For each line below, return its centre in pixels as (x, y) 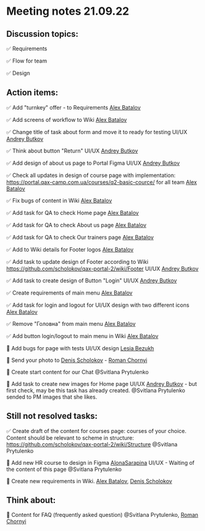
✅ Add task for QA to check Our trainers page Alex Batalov (80, 237)
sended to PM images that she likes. (52, 397)
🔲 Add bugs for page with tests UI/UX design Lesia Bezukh (80, 348)
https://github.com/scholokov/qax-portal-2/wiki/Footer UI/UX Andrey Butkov (103, 268)
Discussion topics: (42, 34)
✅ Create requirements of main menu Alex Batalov (70, 293)
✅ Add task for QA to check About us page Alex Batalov (76, 225)
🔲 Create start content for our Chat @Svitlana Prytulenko (77, 372)
